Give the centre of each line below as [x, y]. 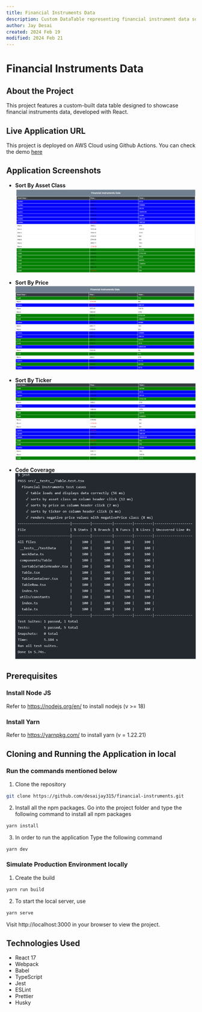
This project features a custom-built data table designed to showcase [92, 106]
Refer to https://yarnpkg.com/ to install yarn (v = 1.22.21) [76, 735]
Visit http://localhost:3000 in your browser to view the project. [83, 924]
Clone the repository [40, 784]
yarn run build [25, 890]
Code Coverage [35, 470]
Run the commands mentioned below [62, 771]
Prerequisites [32, 676]
